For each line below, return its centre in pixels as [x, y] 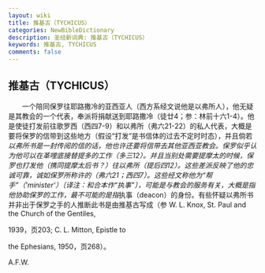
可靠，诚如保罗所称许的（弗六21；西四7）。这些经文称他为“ [110, 175]
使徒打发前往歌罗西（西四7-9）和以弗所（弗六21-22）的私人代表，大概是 [133, 126]
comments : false [35, 52]
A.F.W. [19, 262]
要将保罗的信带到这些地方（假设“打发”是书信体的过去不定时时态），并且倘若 [131, 135]
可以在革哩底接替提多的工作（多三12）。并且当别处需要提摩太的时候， [134, 155]
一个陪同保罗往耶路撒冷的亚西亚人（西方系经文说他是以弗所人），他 [131, 106]
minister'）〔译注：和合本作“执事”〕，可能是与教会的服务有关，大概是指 [142, 185]
